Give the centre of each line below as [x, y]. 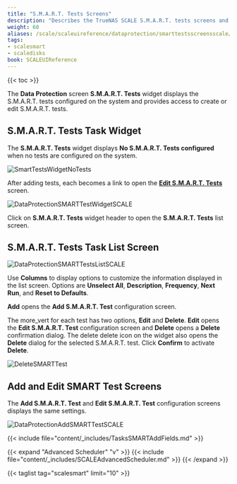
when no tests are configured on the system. [72, 155]
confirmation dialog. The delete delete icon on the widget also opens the [113, 336]
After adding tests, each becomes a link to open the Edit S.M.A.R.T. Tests [115, 183]
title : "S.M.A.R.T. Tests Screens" [60, 14]
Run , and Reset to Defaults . [48, 293]
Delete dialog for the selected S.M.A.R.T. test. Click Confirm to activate [111, 343]
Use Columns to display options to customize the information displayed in [115, 278]
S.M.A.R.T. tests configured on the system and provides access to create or [117, 101]
